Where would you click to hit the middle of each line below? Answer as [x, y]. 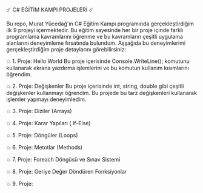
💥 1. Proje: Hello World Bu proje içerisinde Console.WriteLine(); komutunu [98, 61]
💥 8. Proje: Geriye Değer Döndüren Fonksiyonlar [67, 172]
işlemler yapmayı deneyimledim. [46, 99]
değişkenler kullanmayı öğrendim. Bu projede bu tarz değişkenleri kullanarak [101, 93]
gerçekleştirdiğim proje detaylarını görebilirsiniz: [66, 49]
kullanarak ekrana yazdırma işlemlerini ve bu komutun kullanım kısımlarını [98, 68]
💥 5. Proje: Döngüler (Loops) [42, 135]
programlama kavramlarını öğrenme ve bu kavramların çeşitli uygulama [95, 37]
